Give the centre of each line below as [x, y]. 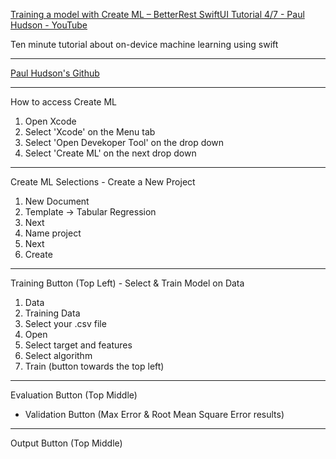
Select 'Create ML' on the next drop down [110, 153]
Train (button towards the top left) [94, 366]
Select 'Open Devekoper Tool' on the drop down [124, 142]
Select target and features [78, 345]
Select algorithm [58, 355]
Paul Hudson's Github [55, 73]
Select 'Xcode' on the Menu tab [90, 132]
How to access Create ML [63, 102]
